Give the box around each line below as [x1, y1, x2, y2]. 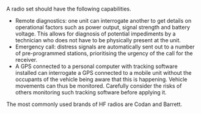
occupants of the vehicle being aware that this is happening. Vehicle [15, 76, 188, 83]
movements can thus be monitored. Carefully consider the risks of [15, 82, 182, 89]
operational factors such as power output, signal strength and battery [15, 24, 191, 31]
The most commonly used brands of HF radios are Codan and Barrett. [6, 101, 182, 108]
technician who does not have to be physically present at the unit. [15, 37, 181, 44]
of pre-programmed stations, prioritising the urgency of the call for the [15, 50, 193, 57]
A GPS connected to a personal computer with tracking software [15, 63, 178, 70]
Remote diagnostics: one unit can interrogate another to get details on [15, 17, 192, 24]
